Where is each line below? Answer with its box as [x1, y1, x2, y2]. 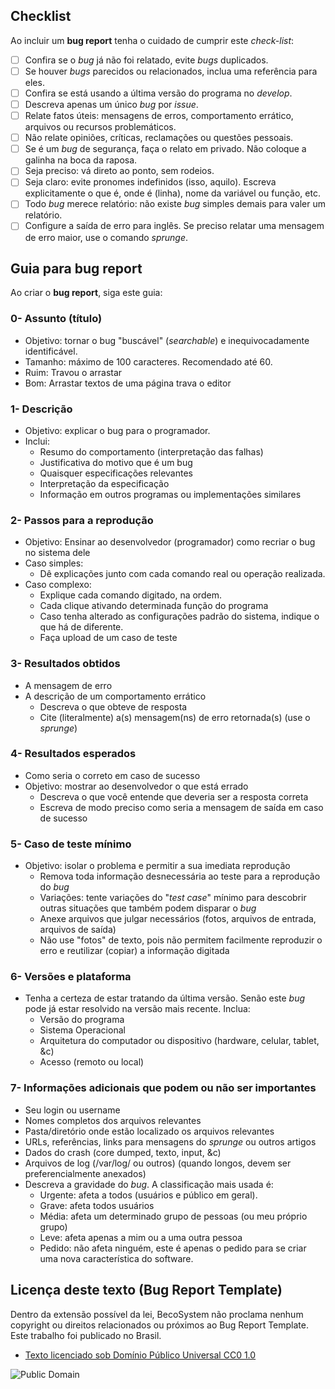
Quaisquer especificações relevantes [39, 467, 193, 479]
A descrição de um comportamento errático [24, 690, 207, 702]
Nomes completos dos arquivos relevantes [24, 1114, 202, 1126]
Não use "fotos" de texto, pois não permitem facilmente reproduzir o [39, 934, 323, 946]
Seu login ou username [24, 1104, 121, 1116]
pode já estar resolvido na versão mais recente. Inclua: [24, 1003, 251, 1015]
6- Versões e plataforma [10, 970, 132, 984]
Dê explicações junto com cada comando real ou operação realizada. [39, 568, 326, 580]
